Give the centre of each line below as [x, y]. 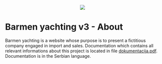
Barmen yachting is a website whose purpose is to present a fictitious [76, 40]
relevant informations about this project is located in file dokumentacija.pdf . [81, 51]
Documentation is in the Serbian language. [48, 56]
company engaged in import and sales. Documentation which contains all [79, 45]
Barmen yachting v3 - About [64, 27]
